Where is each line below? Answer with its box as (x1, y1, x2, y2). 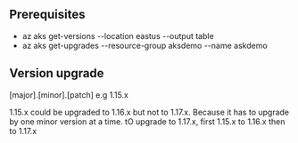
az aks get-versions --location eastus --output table (21, 30, 214, 41)
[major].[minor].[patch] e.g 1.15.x (9, 89, 129, 100)
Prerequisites (9, 7, 86, 22)
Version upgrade (9, 66, 104, 81)
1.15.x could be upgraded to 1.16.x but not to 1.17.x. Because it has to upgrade (9, 107, 290, 117)
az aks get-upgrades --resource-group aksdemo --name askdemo (21, 40, 268, 51)
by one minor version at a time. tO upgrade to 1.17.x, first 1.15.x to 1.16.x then (9, 115, 286, 127)
